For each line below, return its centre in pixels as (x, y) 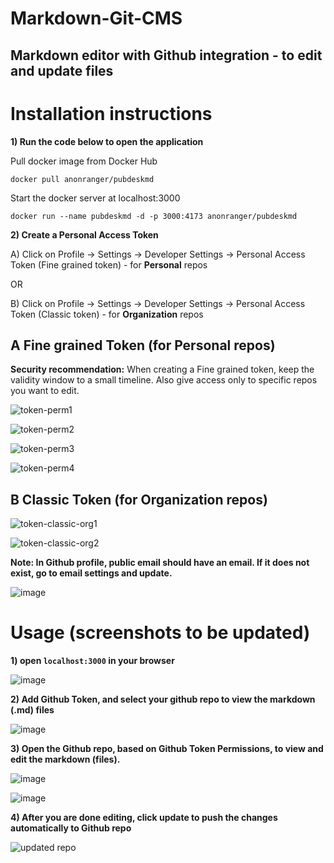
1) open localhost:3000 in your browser (92, 661)
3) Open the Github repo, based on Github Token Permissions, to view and (167, 749)
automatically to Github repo (71, 828)
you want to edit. (45, 391)
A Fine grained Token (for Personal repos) (143, 345)
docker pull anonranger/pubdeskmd (82, 179)
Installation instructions (111, 113)
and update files (62, 70)
